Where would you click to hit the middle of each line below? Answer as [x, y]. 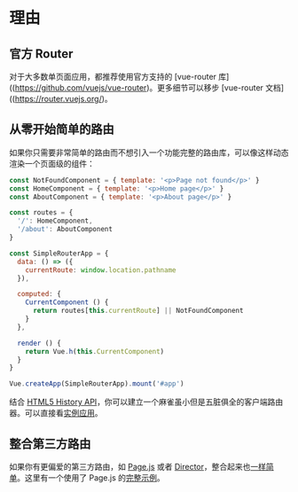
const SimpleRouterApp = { [59, 254]
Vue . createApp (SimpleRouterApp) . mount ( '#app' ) [97, 384]
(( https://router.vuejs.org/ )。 [61, 99]
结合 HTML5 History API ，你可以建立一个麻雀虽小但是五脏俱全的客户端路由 [146, 402]
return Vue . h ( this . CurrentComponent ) [95, 351]
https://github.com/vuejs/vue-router [81, 88]
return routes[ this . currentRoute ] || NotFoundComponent [138, 311]
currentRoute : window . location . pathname [101, 270]
